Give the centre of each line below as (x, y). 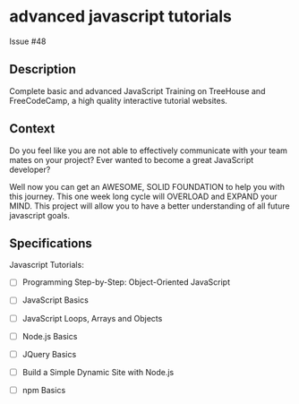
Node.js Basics (50, 336)
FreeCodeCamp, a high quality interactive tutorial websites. (119, 100)
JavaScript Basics (56, 300)
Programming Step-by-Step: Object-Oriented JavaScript (126, 282)
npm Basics (44, 390)
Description (43, 69)
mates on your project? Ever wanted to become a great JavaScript (132, 159)
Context (32, 129)
